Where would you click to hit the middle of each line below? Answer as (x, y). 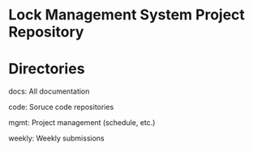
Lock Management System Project (127, 15)
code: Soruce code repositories (61, 107)
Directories (47, 69)
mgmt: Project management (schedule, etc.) (82, 123)
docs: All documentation (49, 91)
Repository (46, 32)
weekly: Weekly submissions (56, 138)
